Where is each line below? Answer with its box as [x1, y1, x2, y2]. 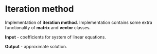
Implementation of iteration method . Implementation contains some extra [5, 19, 152, 25]
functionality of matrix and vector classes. [5, 24, 91, 30]
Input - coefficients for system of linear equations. [5, 34, 106, 40]
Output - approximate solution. [5, 43, 67, 49]
